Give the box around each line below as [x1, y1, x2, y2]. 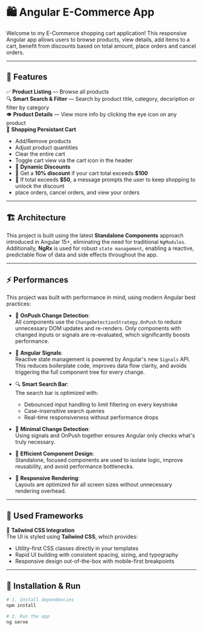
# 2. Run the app [6, 613, 50, 620]
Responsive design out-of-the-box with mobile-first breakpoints [14, 557, 175, 565]
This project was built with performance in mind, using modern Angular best [6, 294, 196, 301]
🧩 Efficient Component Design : [14, 450, 95, 457]
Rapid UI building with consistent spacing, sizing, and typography [14, 551, 178, 559]
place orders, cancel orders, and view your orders [14, 188, 140, 196]
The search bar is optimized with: [14, 389, 98, 397]
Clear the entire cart [14, 150, 65, 158]
